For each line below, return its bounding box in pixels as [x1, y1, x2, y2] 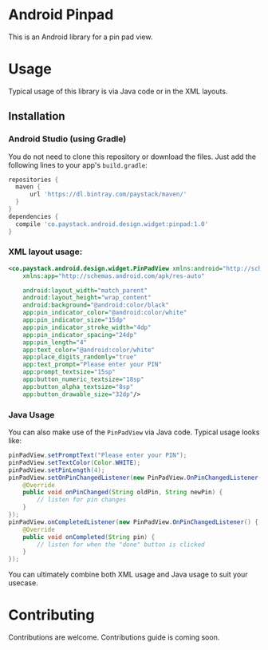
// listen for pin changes [37, 496, 127, 504]
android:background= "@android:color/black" [22, 301, 170, 309]
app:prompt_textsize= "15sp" [22, 368, 116, 376]
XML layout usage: [8, 246, 83, 257]
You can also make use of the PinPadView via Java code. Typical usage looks [8, 427, 260, 437]
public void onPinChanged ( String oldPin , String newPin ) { [22, 489, 223, 497]
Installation [8, 109, 65, 123]
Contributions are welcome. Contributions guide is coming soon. [8, 632, 220, 642]
